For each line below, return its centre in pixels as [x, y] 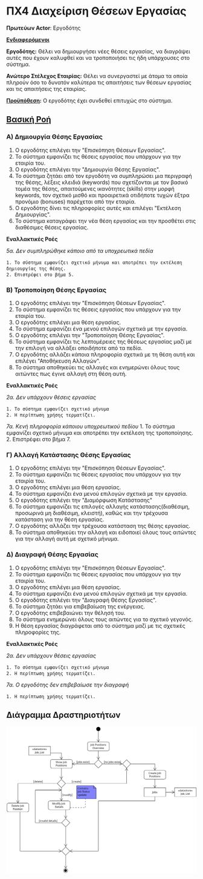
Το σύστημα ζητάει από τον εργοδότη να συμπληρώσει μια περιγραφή [103, 176]
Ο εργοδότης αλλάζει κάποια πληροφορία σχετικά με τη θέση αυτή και [105, 354]
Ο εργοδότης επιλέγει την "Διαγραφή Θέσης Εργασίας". [86, 600]
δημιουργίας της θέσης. [36, 268]
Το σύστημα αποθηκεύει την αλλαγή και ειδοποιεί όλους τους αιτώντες [105, 532]
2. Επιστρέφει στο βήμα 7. [39, 439]
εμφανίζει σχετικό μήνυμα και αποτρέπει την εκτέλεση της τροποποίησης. [100, 433]
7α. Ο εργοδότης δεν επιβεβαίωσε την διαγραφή [68, 685]
